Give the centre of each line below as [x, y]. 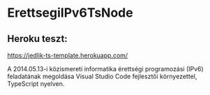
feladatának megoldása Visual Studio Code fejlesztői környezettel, [102, 76]
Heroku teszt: [37, 39]
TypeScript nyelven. [36, 84]
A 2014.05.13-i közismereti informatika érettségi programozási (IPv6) [105, 69]
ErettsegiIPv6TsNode [70, 13]
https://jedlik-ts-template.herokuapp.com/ [68, 55]
